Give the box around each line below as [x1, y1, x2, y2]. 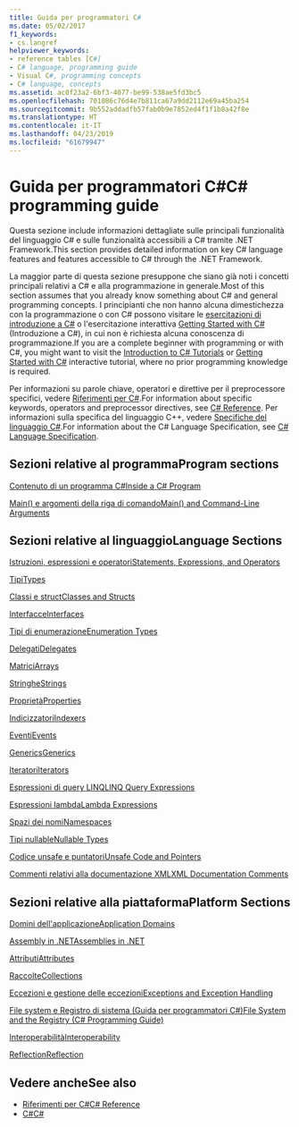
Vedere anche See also [9, 1075, 137, 1090]
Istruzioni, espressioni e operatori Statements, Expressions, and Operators [9, 556, 281, 568]
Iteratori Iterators [9, 765, 70, 775]
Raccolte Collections [9, 970, 83, 981]
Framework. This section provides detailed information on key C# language [9, 243, 284, 255]
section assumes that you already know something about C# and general [9, 290, 278, 301]
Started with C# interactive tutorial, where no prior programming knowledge [9, 356, 288, 367]
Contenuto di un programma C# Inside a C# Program [9, 480, 202, 491]
